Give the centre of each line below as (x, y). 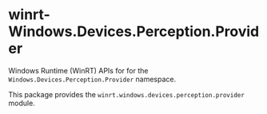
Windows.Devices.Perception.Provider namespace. (92, 79)
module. (22, 103)
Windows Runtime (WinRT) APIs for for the (78, 70)
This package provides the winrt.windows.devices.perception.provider (127, 94)
